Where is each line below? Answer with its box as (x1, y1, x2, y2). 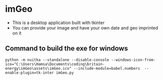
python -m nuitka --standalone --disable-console (5, 57, 110, 62)
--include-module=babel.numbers (73, 66, 140, 71)
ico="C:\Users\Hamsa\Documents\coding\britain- (5, 61, 105, 67)
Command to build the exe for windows (5, 44, 128, 53)
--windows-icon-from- (111, 57, 156, 62)
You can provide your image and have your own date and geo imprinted (12, 25, 159, 30)
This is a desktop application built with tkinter (12, 20, 105, 26)
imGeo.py (56, 70, 74, 75)
